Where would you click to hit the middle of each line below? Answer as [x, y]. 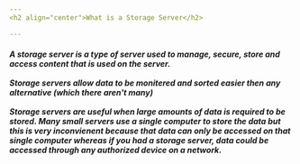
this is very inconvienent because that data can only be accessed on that [150, 131]
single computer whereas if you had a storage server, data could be [139, 141]
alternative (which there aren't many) [81, 93]
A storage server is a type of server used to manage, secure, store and [145, 54]
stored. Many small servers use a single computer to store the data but [145, 122]
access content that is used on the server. [90, 64]
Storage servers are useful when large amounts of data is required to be [148, 112]
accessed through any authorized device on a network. [116, 150]
